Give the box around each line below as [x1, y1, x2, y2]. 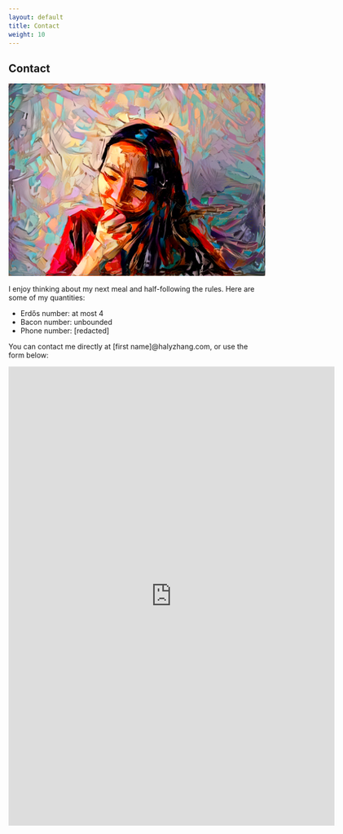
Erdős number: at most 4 [20, 308, 104, 318]
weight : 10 [8, 30, 46, 38]
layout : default [8, 13, 64, 21]
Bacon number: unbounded [20, 317, 112, 327]
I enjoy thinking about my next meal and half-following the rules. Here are [8, 283, 255, 293]
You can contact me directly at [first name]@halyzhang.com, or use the [8, 341, 248, 351]
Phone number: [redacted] [20, 326, 110, 336]
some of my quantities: [8, 292, 86, 302]
